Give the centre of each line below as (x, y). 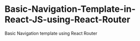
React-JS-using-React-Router (68, 20)
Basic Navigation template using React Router (51, 33)
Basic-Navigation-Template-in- (70, 9)
